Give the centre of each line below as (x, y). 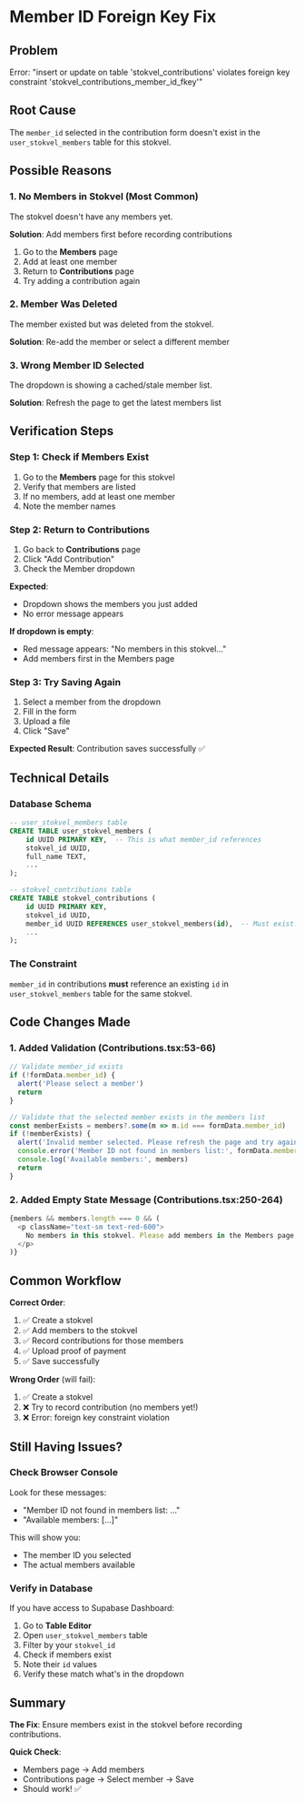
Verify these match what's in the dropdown (103, 1674)
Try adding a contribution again (81, 280)
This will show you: (45, 1537)
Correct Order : (38, 1302)
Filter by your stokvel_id (69, 1645)
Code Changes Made (70, 1022)
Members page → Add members (84, 1769)
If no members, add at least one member (98, 496)
